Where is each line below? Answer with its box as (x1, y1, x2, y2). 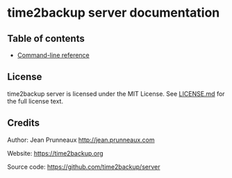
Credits (7, 117, 40, 129)
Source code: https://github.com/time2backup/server (7, 162, 160, 171)
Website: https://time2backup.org (7, 149, 103, 157)
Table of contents (7, 33, 85, 44)
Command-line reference (17, 51, 90, 59)
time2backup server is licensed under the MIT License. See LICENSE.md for (7, 89, 225, 98)
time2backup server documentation (7, 5, 220, 21)
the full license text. (7, 97, 64, 105)
